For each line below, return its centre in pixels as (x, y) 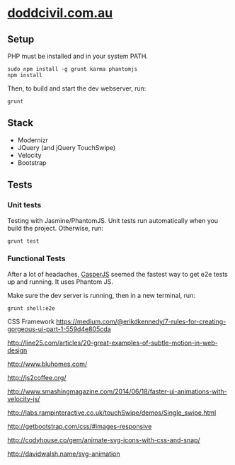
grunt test (23, 241)
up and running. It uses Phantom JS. (60, 282)
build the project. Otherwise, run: (56, 228)
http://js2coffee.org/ (37, 377)
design (17, 350)
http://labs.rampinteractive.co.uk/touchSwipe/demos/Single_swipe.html (112, 413)
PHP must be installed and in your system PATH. (78, 56)
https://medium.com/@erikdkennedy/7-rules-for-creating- (141, 321)
